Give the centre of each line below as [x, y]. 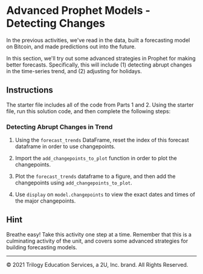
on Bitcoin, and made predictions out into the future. [71, 47]
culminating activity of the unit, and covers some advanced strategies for [97, 241]
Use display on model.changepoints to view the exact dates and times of [105, 195]
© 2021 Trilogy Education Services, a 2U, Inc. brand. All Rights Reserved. [97, 264]
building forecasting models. [42, 247]
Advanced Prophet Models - [79, 11]
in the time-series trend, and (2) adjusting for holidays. [74, 71]
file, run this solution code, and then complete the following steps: [89, 111]
